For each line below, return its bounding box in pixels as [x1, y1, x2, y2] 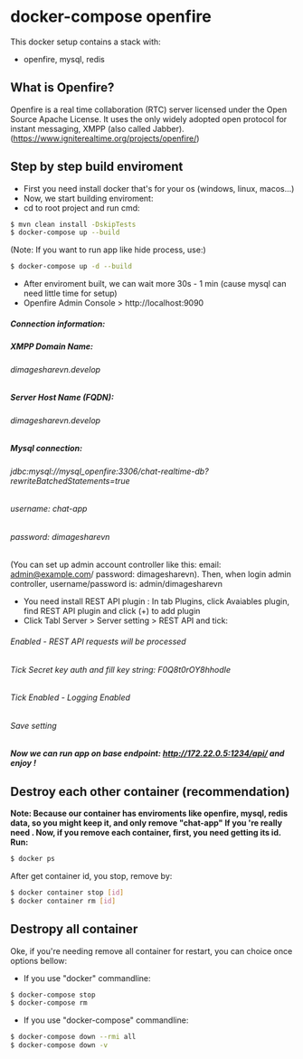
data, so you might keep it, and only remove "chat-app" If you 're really [10, 818, 283, 828]
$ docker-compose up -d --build [10, 262, 132, 271]
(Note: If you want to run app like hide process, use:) [10, 244, 206, 255]
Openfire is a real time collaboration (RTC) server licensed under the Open [10, 104, 288, 115]
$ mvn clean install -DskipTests [10, 220, 137, 229]
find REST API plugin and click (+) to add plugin [23, 606, 201, 617]
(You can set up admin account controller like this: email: [10, 559, 222, 571]
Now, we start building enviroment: [23, 193, 154, 203]
